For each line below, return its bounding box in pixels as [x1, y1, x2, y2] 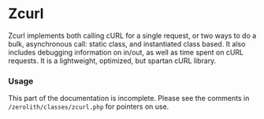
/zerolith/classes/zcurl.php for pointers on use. [8, 102, 169, 111]
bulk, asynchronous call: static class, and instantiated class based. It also [8, 39, 246, 48]
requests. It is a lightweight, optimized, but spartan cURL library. [8, 56, 217, 65]
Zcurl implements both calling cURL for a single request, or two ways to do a [8, 31, 257, 40]
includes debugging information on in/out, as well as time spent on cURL [8, 47, 244, 57]
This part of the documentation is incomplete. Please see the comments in [8, 94, 250, 103]
